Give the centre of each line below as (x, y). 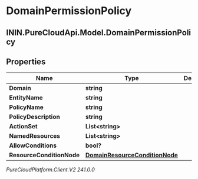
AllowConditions (33, 145)
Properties (26, 62)
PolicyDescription (34, 117)
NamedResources (35, 136)
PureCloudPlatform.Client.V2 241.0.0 (51, 170)
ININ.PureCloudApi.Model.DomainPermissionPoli (99, 33)
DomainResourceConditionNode (132, 155)
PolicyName (27, 107)
